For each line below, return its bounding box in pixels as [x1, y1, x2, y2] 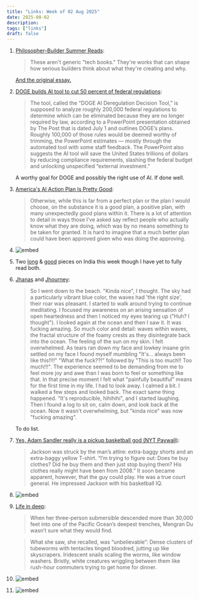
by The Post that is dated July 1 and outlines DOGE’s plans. [30, 125, 174, 132]
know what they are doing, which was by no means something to [30, 222, 189, 229]
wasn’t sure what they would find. [30, 527, 113, 534]
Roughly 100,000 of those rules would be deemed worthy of [30, 131, 177, 138]
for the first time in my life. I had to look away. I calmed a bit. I [30, 382, 180, 389]
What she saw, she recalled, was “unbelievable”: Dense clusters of [30, 538, 193, 546]
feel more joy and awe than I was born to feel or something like [30, 370, 184, 377]
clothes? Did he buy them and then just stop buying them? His [30, 461, 182, 468]
